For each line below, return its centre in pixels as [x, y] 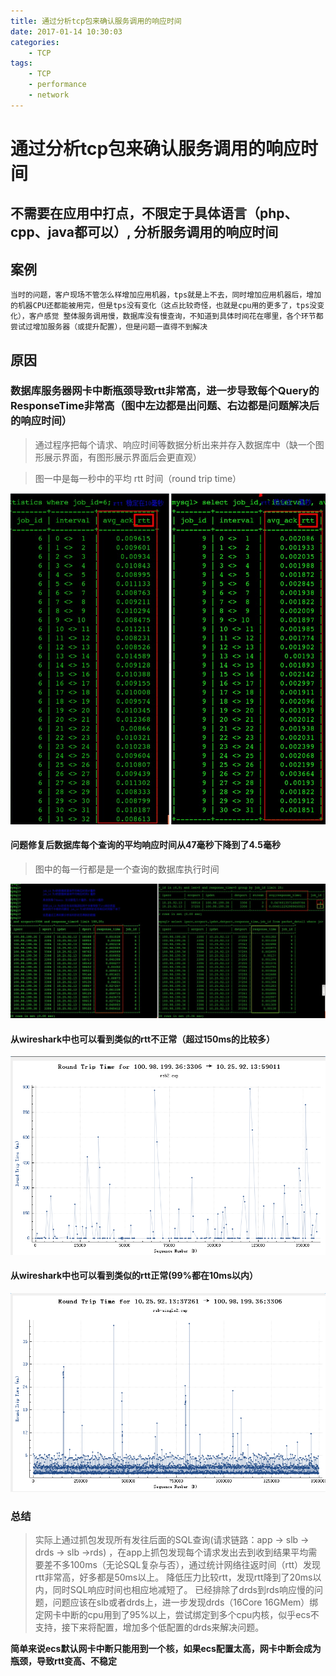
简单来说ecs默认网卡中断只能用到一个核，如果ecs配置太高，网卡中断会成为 [166, 1648]
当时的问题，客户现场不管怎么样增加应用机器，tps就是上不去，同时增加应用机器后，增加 [166, 295]
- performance [57, 85]
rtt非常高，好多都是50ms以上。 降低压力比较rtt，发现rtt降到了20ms [173, 1577]
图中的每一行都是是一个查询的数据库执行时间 [127, 869]
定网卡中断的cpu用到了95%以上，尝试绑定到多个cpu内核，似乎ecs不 [177, 1614]
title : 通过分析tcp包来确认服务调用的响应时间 [96, 21]
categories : [35, 42]
